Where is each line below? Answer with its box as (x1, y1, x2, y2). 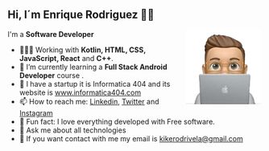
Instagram (19, 108, 53, 117)
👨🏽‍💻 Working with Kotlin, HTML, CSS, (19, 45, 147, 55)
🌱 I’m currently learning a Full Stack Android (19, 62, 168, 71)
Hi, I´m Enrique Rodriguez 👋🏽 (7, 8, 155, 22)
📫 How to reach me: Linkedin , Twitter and (19, 96, 159, 106)
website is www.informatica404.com (19, 88, 142, 97)
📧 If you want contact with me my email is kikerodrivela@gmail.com (19, 133, 243, 143)
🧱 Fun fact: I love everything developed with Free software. (19, 116, 215, 126)
